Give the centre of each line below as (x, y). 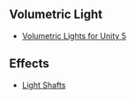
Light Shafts (44, 85)
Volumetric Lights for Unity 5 (74, 35)
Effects (30, 64)
